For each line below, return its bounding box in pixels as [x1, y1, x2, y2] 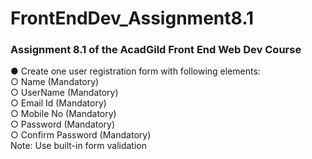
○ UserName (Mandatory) [10, 87, 119, 99]
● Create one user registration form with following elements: [10, 65, 261, 77]
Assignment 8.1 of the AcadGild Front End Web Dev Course [10, 43, 302, 57]
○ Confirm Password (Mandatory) [10, 129, 152, 141]
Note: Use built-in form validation [10, 140, 147, 152]
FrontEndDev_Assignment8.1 [10, 7, 255, 30]
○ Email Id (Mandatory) [10, 97, 107, 109]
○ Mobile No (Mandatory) [10, 108, 117, 120]
